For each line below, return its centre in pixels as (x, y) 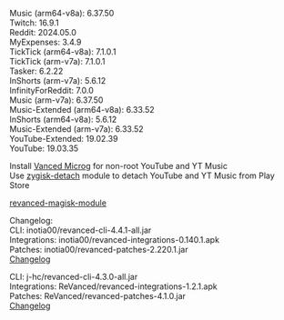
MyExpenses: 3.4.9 (46, 42)
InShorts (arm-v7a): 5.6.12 (58, 80)
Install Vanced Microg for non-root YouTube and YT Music (118, 166)
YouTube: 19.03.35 (44, 148)
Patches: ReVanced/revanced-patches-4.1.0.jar (98, 296)
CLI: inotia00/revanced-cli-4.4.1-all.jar (81, 230)
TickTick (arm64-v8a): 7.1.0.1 (63, 52)
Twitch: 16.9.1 (34, 23)
